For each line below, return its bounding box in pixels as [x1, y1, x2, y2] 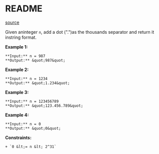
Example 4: [5, 112, 29, 118]
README [5, 3, 43, 14]
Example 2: [5, 67, 29, 73]
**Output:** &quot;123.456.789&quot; [5, 103, 83, 108]
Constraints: [5, 135, 32, 141]
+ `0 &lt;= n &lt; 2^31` [5, 144, 57, 149]
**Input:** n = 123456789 [5, 99, 59, 104]
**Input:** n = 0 [5, 121, 41, 127]
